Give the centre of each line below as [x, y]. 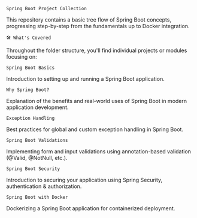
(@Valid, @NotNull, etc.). [37, 158]
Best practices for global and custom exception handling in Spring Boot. [95, 129]
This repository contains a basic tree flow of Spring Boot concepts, [89, 20]
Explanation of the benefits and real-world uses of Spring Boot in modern [97, 101]
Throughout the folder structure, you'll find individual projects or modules [97, 50]
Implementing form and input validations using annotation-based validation [99, 152]
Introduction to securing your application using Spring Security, [84, 180]
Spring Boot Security [33, 169]
